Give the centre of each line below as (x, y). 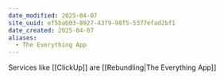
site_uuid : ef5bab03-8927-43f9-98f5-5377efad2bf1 (92, 23)
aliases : (23, 38)
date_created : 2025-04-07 (51, 30)
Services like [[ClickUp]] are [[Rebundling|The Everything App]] (112, 67)
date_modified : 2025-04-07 (53, 15)
